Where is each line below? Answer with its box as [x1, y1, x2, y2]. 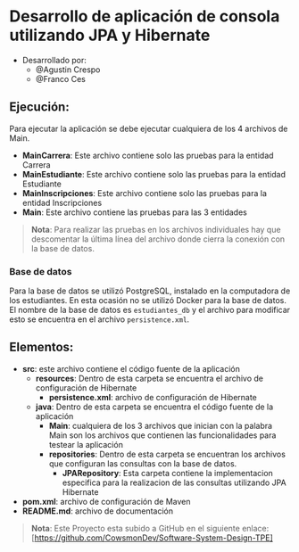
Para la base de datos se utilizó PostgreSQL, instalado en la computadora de [9, 285, 291, 296]
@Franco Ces [35, 73, 87, 84]
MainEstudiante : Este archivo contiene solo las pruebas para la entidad [21, 169, 286, 179]
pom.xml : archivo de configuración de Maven [21, 496, 191, 507]
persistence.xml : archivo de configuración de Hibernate [48, 391, 257, 402]
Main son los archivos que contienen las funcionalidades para [48, 430, 277, 441]
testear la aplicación [48, 439, 123, 449]
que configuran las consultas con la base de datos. [48, 457, 237, 469]
